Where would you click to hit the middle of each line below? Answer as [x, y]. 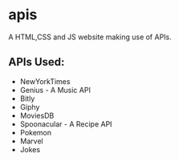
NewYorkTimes [45, 81]
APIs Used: [37, 62]
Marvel [31, 141]
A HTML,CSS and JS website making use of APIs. [90, 37]
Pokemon [36, 132]
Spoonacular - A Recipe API [66, 124]
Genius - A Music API [55, 90]
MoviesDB [37, 115]
